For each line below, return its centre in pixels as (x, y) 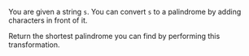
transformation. (34, 45)
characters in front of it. (48, 20)
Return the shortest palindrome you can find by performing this (114, 36)
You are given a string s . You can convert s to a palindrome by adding (125, 12)
